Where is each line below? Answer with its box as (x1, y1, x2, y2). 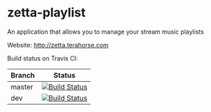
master (10, 82, 33, 91)
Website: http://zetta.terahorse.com (7, 41, 109, 49)
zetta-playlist (7, 5, 86, 21)
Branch (10, 70, 35, 80)
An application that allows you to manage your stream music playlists (7, 27, 204, 36)
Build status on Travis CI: (7, 54, 78, 63)
